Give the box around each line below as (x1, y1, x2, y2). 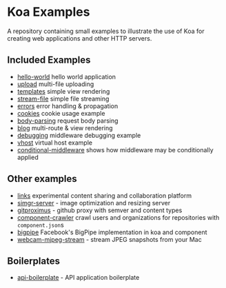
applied (17, 153, 39, 161)
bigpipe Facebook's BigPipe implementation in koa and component (17, 228, 208, 236)
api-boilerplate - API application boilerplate (17, 274, 140, 282)
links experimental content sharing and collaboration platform (17, 191, 192, 200)
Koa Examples (7, 4, 90, 20)
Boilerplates (7, 255, 61, 267)
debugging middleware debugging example (17, 131, 141, 139)
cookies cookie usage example (17, 109, 105, 117)
